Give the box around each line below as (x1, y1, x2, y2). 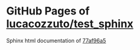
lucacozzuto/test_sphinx (6, 17, 134, 31)
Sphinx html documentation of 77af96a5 (6, 37, 107, 44)
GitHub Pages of (6, 4, 90, 18)
